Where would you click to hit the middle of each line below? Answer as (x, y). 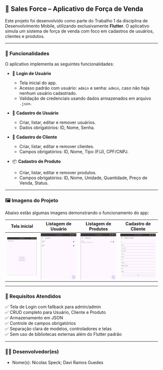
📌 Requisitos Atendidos (33, 296)
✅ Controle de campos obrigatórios (41, 323)
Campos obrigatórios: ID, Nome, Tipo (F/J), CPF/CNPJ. (74, 152)
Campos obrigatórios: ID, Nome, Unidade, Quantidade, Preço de (83, 178)
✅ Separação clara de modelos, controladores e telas (58, 329)
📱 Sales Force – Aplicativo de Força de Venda (74, 9)
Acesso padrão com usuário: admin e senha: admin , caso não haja (84, 88)
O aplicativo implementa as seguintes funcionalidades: (59, 64)
